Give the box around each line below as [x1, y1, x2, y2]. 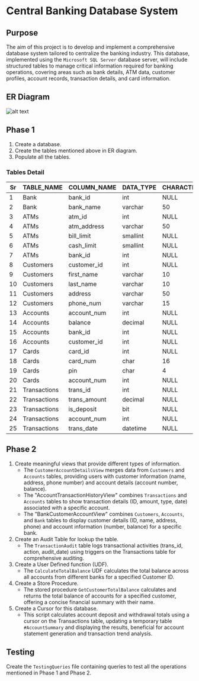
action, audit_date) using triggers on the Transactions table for [23, 548, 176, 555]
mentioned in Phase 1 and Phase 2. [6, 669, 92, 676]
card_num [68, 356, 97, 365]
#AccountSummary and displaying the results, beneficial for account [23, 624, 184, 631]
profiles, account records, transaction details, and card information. [6, 75, 171, 82]
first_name [68, 270, 98, 278]
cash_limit [68, 241, 97, 249]
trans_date [68, 424, 98, 432]
